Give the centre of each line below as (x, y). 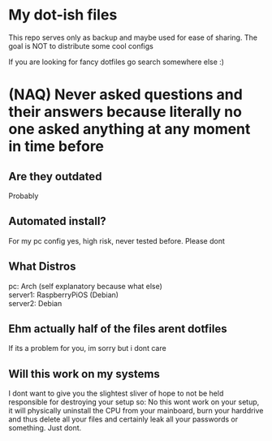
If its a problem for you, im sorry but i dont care (87, 348)
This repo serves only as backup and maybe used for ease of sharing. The (133, 37)
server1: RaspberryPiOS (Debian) (64, 295)
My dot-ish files (63, 15)
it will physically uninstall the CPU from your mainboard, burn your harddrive (136, 411)
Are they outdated (55, 176)
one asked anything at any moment (130, 130)
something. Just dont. (45, 428)
